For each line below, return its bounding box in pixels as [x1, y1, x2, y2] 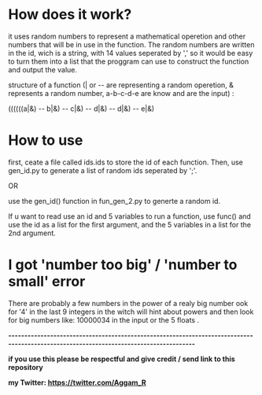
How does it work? [8, 6, 132, 24]
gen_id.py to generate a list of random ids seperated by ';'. [8, 165, 197, 175]
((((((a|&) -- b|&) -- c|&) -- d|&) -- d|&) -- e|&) [8, 104, 155, 113]
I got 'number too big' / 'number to [8, 256, 238, 274]
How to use [8, 131, 83, 150]
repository [8, 362, 43, 371]
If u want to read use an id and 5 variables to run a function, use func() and [8, 211, 252, 221]
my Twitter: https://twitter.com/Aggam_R [8, 378, 147, 387]
